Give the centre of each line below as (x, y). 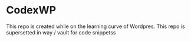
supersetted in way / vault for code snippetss (61, 32)
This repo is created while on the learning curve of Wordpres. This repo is (95, 26)
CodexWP (31, 10)
